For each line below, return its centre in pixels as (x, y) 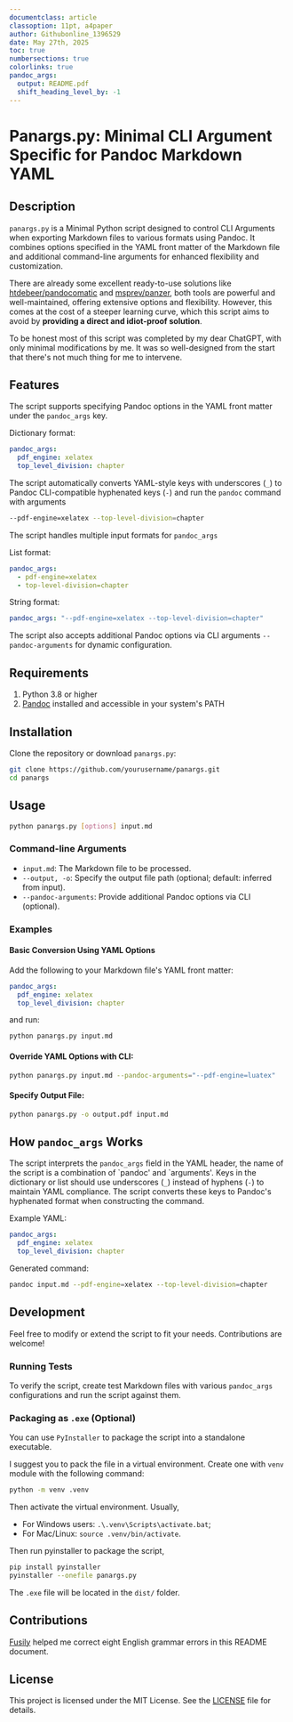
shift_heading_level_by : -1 (69, 92)
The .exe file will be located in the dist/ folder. (95, 1592)
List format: (30, 552)
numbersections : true (49, 59)
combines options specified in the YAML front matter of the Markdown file (145, 247)
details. (23, 1710)
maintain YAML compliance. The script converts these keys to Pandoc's (141, 1192)
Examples (31, 929)
